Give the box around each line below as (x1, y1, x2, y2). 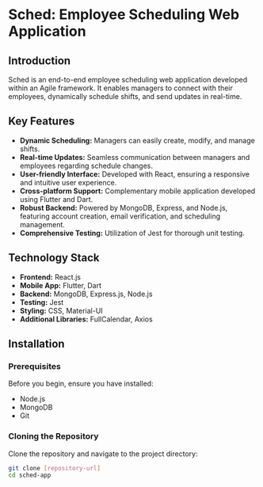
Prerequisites (8, 360, 61, 371)
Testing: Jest (19, 297, 64, 306)
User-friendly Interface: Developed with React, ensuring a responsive (19, 169, 250, 179)
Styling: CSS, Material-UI (19, 306, 103, 315)
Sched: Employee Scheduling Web (8, 6, 240, 24)
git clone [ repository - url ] (8, 464, 101, 472)
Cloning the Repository (8, 431, 99, 442)
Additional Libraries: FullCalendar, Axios (19, 314, 153, 324)
